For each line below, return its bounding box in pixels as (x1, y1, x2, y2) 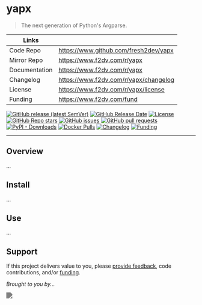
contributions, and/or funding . (6, 269, 81, 276)
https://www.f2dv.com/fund (58, 95, 138, 103)
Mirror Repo (9, 56, 43, 64)
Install (6, 180, 30, 190)
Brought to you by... (6, 280, 55, 288)
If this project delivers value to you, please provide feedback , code (6, 262, 172, 270)
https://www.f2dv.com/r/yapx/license (58, 85, 165, 93)
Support (6, 246, 38, 257)
